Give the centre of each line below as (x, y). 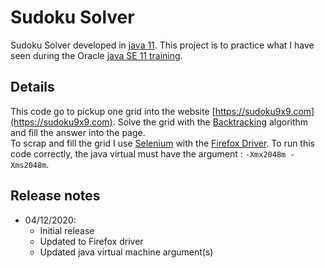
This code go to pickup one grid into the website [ (113, 111)
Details (32, 87)
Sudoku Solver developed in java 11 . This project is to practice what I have (162, 45)
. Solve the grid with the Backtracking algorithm (210, 122)
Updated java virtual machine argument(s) (126, 252)
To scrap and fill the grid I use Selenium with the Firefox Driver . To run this (163, 143)
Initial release (67, 230)
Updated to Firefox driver (91, 241)
